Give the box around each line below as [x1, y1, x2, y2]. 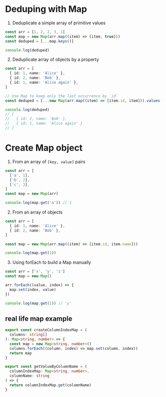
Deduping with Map [5, 3, 87, 15]
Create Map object [5, 142, 83, 154]
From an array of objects [12, 209, 63, 215]
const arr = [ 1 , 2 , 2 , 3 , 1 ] [5, 29, 65, 34]
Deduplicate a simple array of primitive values [12, 20, 106, 26]
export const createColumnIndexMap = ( [5, 328, 87, 333]
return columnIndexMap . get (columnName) [9, 383, 92, 388]
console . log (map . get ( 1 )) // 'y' [5, 301, 72, 306]
